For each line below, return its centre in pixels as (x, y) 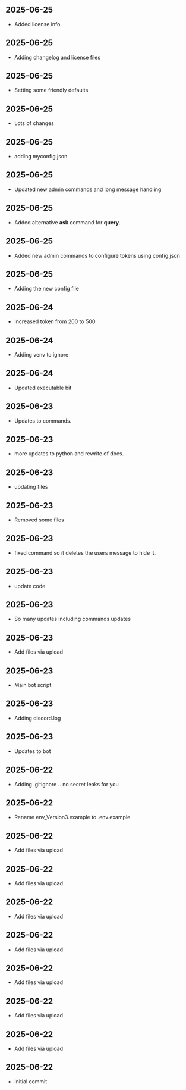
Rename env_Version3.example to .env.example (72, 817)
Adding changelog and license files (57, 57)
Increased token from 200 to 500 (55, 321)
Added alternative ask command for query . (67, 222)
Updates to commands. (43, 421)
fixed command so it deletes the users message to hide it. (85, 552)
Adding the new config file (47, 289)
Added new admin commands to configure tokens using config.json (97, 255)
